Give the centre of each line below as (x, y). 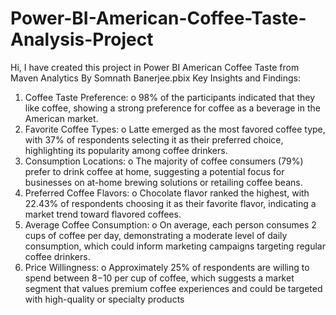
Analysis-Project (82, 39)
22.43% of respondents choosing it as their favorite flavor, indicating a (170, 203)
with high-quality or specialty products (104, 299)
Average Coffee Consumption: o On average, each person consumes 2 (170, 224)
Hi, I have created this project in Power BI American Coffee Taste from (155, 67)
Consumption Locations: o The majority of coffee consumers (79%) (164, 161)
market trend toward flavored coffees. (103, 214)
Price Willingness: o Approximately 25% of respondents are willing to (167, 267)
